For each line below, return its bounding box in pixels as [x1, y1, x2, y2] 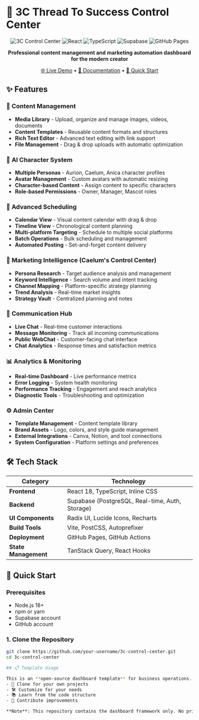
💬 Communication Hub [6, 309, 72, 318]
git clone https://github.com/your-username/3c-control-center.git [6, 649, 176, 655]
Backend [9, 501, 34, 509]
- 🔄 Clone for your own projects [6, 681, 89, 687]
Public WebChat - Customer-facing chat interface [14, 335, 137, 343]
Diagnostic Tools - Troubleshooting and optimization [14, 392, 145, 399]
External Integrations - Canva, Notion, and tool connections [14, 433, 162, 440]
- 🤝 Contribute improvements [6, 697, 78, 704]
